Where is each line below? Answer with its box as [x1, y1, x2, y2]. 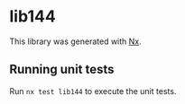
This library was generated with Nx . [9, 36, 142, 47]
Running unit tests [9, 62, 115, 77]
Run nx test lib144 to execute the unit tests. [9, 85, 177, 96]
